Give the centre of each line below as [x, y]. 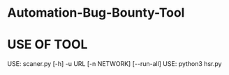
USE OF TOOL [47, 45]
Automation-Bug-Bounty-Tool [96, 13]
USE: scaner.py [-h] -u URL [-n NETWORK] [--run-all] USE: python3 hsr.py [114, 64]
